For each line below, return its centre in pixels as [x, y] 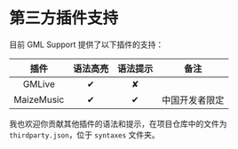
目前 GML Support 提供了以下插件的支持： [87, 44]
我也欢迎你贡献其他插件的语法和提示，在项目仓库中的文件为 [118, 123]
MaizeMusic [39, 99]
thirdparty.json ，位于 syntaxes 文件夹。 [84, 135]
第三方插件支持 [64, 18]
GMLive [39, 83]
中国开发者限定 [193, 100]
